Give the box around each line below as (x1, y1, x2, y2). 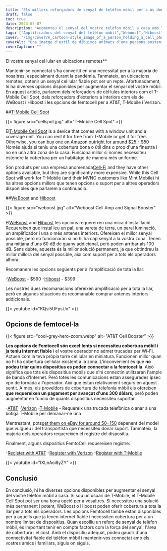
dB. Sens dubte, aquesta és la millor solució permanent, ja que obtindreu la (5, 246, 159, 252)
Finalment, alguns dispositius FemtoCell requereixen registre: (5, 441, 130, 447)
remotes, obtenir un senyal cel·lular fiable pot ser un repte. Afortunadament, (5, 78, 161, 84)
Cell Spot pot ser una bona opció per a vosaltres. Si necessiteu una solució (5, 498, 159, 504)
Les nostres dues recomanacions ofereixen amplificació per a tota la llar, (5, 285, 154, 291)
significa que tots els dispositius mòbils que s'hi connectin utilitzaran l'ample (5, 369, 162, 375)
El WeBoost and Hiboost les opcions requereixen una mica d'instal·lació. (5, 219, 152, 225)
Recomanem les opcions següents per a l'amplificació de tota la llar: (5, 266, 145, 272)
